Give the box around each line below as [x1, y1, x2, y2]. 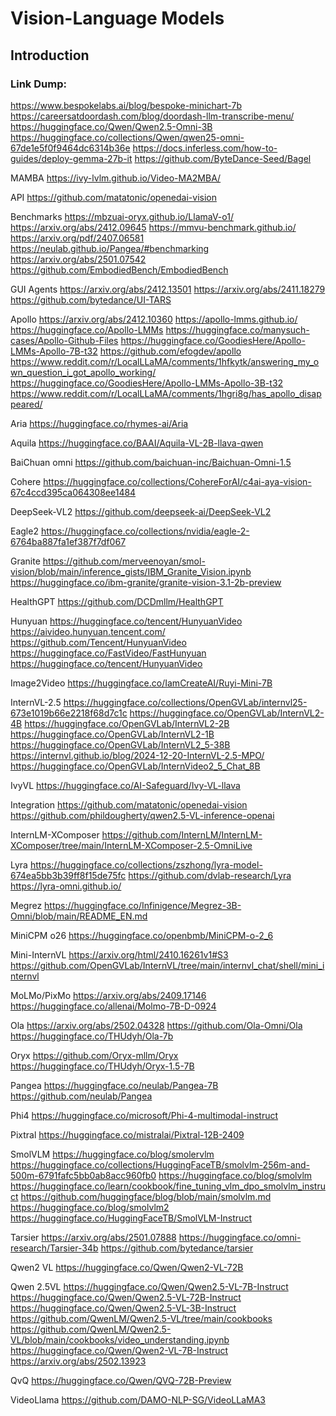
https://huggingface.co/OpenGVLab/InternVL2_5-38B [10, 738, 231, 751]
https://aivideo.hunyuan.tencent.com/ [10, 625, 166, 637]
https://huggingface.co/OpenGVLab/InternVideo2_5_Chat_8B [10, 760, 261, 772]
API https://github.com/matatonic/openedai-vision [10, 191, 217, 203]
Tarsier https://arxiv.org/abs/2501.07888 [10, 1231, 177, 1243]
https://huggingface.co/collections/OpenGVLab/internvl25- [63, 696, 308, 708]
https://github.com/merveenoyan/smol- [42, 555, 206, 567]
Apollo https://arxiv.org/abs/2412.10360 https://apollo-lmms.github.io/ [10, 313, 298, 325]
